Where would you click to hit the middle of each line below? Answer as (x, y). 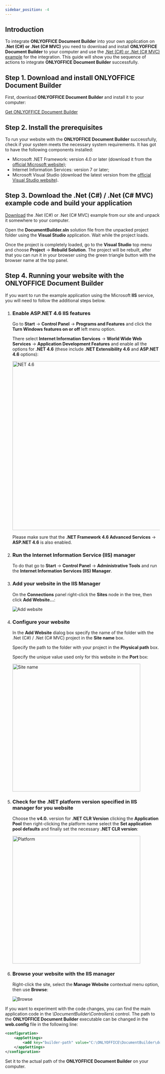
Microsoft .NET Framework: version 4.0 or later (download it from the (82, 159)
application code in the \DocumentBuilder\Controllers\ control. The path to (80, 1014)
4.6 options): (25, 354)
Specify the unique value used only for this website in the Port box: (80, 657)
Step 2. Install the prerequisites (54, 128)
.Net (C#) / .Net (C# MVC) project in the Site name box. (68, 638)
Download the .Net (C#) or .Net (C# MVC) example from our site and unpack (82, 215)
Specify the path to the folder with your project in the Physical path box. (85, 647)
